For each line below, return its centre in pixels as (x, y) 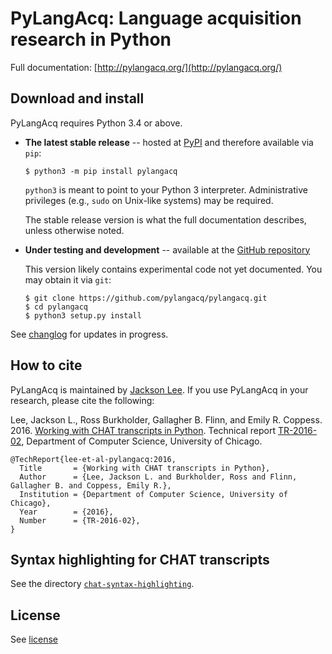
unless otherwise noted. (74, 230)
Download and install (77, 98)
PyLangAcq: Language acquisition (156, 18)
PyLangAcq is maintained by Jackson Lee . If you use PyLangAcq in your (159, 389)
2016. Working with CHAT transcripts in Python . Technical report (143, 430)
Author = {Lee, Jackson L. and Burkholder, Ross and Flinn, (158, 477)
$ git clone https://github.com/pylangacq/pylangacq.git (146, 298)
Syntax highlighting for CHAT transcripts (140, 559)
